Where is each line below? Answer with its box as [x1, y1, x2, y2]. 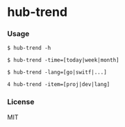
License [7, 97, 35, 107]
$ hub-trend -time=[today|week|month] [7, 57, 119, 64]
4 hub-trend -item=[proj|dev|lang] [7, 81, 110, 88]
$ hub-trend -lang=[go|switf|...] [7, 69, 108, 76]
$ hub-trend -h [7, 44, 51, 52]
